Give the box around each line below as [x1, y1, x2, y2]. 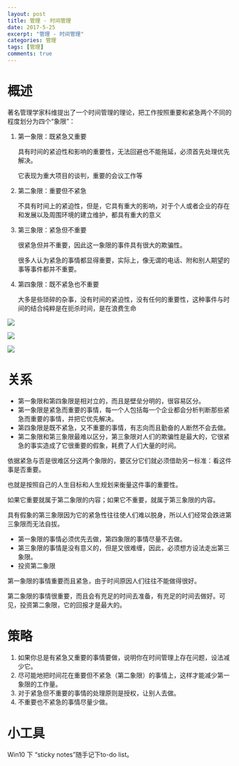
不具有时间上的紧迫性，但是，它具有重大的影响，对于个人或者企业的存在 [17, 201, 230, 210]
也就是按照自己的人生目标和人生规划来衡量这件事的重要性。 [7, 480, 182, 489]
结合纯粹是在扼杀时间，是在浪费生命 [30, 304, 137, 312]
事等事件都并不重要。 [17, 264, 80, 273]
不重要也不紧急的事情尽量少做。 [17, 698, 112, 706]
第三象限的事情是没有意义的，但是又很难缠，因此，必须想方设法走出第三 [17, 543, 230, 552]
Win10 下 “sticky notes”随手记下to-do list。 [7, 750, 134, 759]
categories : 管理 [7, 37, 57, 44]
